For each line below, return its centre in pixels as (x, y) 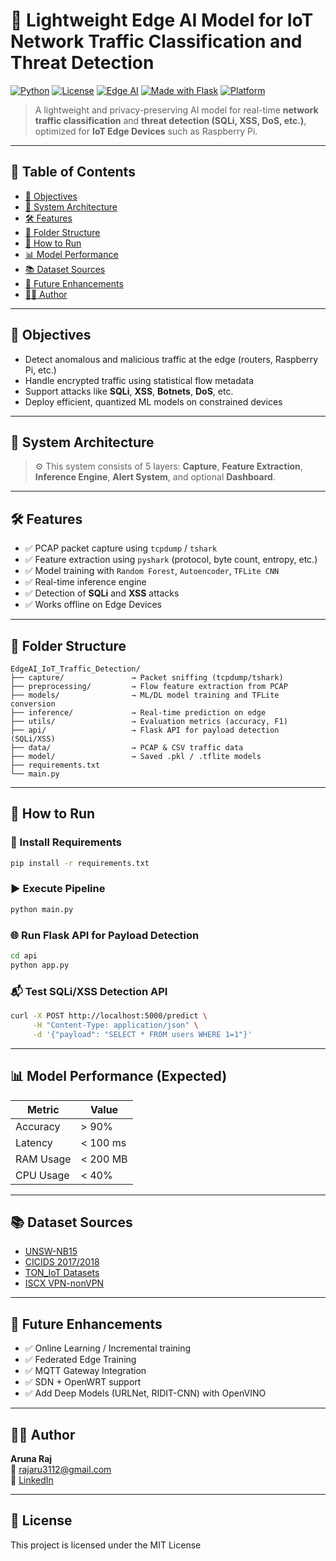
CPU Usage (42, 1175)
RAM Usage (43, 1159)
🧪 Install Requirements (66, 842)
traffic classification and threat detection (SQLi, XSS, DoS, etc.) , (170, 120)
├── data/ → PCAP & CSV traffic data (127, 748)
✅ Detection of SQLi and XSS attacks (102, 593)
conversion (33, 704)
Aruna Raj (31, 1458)
